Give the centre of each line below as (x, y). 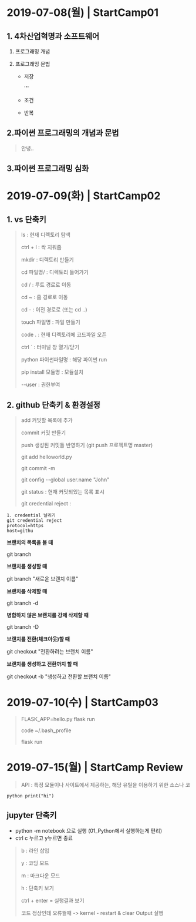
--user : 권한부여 (40, 385)
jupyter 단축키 (32, 815)
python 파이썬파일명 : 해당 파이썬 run (64, 360)
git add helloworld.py (46, 457)
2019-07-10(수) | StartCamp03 (83, 703)
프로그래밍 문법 (33, 64)
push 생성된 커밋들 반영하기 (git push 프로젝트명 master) (87, 445)
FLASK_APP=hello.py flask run (58, 719)
